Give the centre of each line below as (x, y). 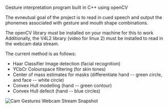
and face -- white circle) (38, 80)
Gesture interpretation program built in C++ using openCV (67, 7)
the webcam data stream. (32, 44)
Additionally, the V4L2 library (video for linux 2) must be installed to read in (84, 38)
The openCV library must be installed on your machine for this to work (79, 33)
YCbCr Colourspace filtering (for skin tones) (59, 69)
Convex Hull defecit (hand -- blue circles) (57, 91)
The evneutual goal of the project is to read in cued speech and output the (84, 17)
